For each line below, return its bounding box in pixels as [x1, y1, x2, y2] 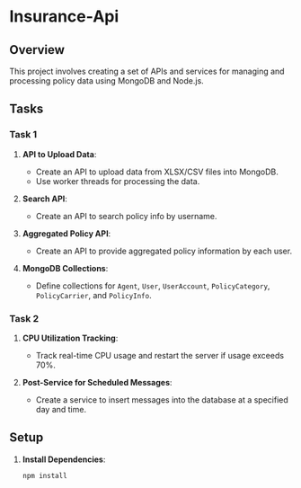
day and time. [35, 404, 87, 414]
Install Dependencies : [22, 454, 106, 465]
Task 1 [9, 129, 38, 141]
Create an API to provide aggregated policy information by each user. [35, 245, 293, 256]
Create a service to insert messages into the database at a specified [35, 394, 289, 405]
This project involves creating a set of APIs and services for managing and [9, 66, 285, 76]
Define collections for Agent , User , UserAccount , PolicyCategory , [35, 280, 270, 291]
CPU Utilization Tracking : [22, 333, 119, 343]
